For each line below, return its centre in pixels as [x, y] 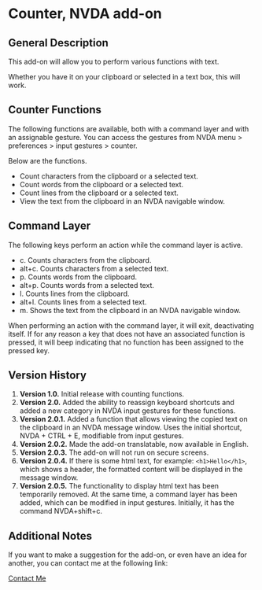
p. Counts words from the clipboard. [78, 277]
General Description [58, 43]
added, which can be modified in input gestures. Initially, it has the [127, 503]
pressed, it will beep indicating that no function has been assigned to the [126, 342]
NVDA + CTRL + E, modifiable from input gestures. [101, 436]
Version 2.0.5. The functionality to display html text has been [119, 486]
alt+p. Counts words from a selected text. [87, 285]
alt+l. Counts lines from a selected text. [83, 302]
